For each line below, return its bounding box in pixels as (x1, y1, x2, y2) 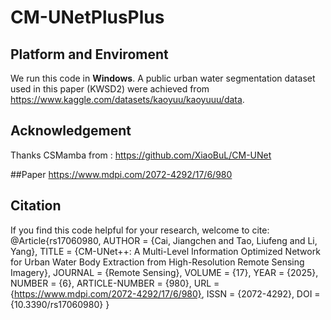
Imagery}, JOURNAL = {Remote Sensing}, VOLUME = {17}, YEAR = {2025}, (10, 266, 319, 278)
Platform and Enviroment (10, 46, 169, 63)
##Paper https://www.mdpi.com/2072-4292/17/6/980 (10, 168, 233, 180)
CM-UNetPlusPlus (10, 6, 165, 29)
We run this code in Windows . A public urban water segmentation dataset (10, 72, 316, 84)
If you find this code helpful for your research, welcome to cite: (10, 224, 270, 236)
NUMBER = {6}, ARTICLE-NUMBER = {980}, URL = (10, 277, 220, 289)
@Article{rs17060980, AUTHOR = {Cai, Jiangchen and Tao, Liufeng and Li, (10, 234, 318, 246)
